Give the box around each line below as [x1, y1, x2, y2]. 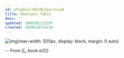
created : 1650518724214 [5, 25, 53, 30]
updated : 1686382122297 [5, 20, 53, 26]
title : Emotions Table [5, 12, 51, 16]
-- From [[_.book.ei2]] [5, 48, 49, 54]
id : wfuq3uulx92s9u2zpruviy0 [5, 7, 64, 12]
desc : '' [5, 16, 23, 21]
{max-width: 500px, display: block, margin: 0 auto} [17, 38, 119, 44]
